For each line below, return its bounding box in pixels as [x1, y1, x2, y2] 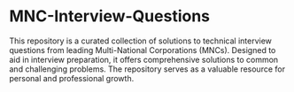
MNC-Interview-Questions [9, 6, 211, 27]
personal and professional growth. [9, 73, 135, 83]
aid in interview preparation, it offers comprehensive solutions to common [9, 54, 279, 65]
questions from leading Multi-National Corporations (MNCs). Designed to [9, 44, 276, 55]
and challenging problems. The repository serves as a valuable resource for [9, 64, 286, 74]
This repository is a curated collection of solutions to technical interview [9, 35, 273, 46]
